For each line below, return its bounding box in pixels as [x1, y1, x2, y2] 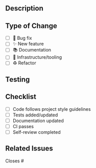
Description [5, 4, 43, 13]
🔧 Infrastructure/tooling [12, 54, 62, 60]
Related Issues [5, 144, 53, 153]
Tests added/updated [12, 112, 58, 118]
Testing [5, 75, 30, 84]
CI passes [12, 123, 34, 129]
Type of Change [5, 21, 57, 30]
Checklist [5, 92, 37, 101]
